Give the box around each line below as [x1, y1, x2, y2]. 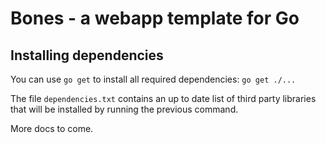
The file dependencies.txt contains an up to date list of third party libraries [10, 93, 317, 104]
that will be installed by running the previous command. [10, 103, 239, 115]
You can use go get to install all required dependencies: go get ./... [10, 73, 297, 85]
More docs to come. [10, 123, 94, 134]
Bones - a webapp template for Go [10, 7, 300, 30]
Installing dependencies [10, 47, 164, 64]
